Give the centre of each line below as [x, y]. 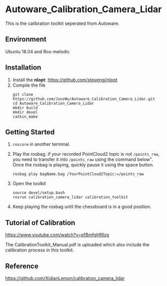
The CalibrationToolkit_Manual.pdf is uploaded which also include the [77, 245]
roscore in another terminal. [41, 144]
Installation [23, 68]
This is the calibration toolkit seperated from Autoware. [62, 23]
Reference [22, 266]
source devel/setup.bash [39, 193]
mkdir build [25, 108]
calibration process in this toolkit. [40, 250]
